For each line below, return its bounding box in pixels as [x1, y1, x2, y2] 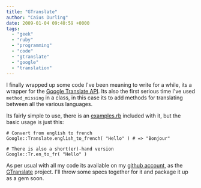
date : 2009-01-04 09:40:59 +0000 [6, 20, 90, 26]
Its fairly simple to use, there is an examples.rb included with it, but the [6, 112, 181, 119]
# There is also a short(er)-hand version [6, 146, 114, 152]
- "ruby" [11, 37, 34, 43]
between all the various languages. [6, 101, 93, 108]
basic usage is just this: [6, 119, 64, 126]
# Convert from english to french [6, 130, 93, 136]
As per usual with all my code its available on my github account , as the [6, 162, 183, 169]
